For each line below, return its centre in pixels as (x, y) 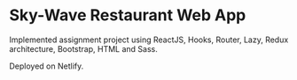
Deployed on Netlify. (47, 66)
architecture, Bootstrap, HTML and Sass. (83, 48)
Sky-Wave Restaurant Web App (128, 15)
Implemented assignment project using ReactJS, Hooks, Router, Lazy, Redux (149, 40)
